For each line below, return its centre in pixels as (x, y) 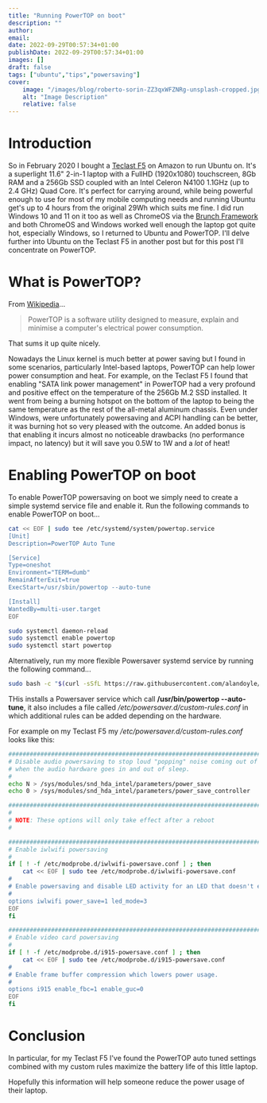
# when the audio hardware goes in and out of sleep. (99, 769)
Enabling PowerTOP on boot (102, 476)
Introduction (50, 143)
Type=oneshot (30, 565)
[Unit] (19, 536)
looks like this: (32, 740)
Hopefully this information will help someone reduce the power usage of (126, 1082)
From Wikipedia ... (37, 304)
